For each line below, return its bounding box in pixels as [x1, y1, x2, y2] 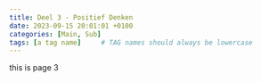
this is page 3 [9, 62, 60, 73]
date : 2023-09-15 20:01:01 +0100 [9, 21, 134, 30]
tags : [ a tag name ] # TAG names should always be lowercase [9, 37, 253, 47]
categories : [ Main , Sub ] [9, 29, 102, 38]
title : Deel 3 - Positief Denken [9, 12, 134, 22]
